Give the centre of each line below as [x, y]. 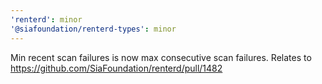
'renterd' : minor [46, 19]
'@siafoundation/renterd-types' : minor [93, 29]
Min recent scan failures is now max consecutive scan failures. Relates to [161, 57]
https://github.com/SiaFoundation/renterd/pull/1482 [116, 68]
